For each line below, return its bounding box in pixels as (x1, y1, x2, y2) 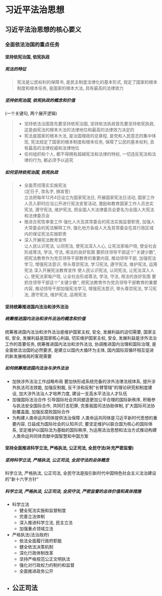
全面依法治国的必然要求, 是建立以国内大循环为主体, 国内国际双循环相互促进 (5, 347, 154, 353)
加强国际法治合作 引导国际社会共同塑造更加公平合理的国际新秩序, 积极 (12, 396, 151, 402)
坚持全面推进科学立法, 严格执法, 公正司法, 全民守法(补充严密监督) (5, 445, 134, 451)
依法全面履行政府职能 (19, 538, 62, 544)
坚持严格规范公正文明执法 (19, 556, 71, 562)
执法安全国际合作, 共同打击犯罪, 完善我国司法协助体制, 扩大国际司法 (16, 403, 151, 409)
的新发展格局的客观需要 (5, 353, 52, 359)
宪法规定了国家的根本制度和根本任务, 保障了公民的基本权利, (30, 139, 149, 145)
